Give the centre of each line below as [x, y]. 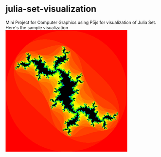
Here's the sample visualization [37, 27]
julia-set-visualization [51, 9]
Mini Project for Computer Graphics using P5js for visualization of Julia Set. [81, 22]
